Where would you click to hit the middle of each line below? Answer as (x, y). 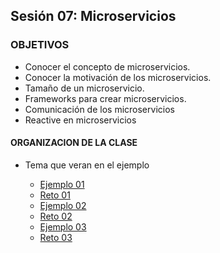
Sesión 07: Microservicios (93, 16)
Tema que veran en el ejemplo (87, 165)
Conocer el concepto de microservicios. (107, 66)
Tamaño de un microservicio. (84, 88)
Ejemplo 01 (62, 184)
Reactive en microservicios (80, 120)
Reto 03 (56, 237)
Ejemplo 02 (63, 205)
